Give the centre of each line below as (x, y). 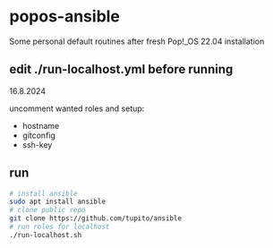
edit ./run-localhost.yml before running (121, 69)
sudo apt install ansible (57, 202)
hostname (41, 125)
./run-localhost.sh (46, 235)
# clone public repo (48, 210)
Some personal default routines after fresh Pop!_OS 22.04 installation (137, 41)
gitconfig (39, 135)
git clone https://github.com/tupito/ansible (95, 218)
